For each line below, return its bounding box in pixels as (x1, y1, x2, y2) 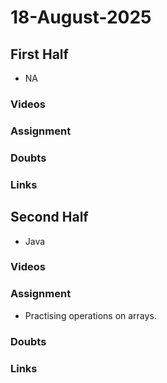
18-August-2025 (10, 6, 152, 29)
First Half (10, 46, 69, 63)
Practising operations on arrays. (24, 309, 157, 321)
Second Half (10, 209, 89, 226)
